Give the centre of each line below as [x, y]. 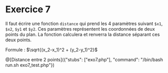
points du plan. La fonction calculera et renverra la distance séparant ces [83, 34]
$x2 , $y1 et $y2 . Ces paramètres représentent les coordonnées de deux [80, 29]
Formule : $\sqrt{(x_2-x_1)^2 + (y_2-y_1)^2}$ [51, 50]
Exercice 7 [28, 9]
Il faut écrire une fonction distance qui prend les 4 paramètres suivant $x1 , [84, 23]
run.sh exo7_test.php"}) [30, 65]
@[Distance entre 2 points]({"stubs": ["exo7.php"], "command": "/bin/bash [84, 59]
